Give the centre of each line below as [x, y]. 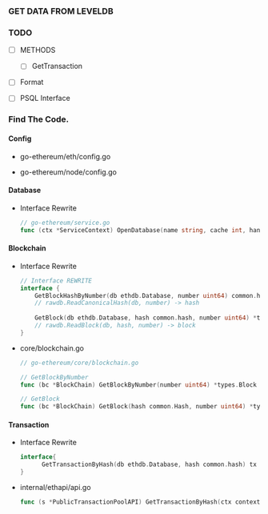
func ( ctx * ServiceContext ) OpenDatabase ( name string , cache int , [133, 230]
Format [32, 82]
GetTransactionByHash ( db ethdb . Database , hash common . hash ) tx [149, 465]
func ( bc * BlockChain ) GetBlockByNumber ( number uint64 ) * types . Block [138, 385]
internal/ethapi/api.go [55, 487]
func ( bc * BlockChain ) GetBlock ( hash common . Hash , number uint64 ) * [136, 407]
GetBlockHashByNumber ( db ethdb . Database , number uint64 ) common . [146, 295]
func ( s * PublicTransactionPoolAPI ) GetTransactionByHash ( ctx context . [142, 502]
